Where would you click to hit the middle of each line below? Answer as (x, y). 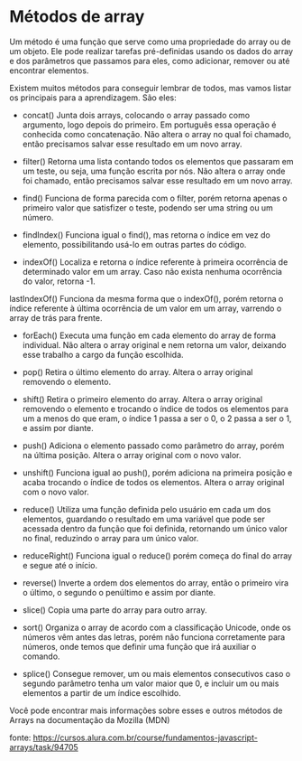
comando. (41, 656)
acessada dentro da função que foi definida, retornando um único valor (155, 528)
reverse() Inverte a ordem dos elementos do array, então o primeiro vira (156, 582)
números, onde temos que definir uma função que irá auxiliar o (139, 646)
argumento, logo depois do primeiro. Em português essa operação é (149, 125)
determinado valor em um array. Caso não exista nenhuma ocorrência (152, 271)
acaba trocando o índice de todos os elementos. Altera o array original (153, 482)
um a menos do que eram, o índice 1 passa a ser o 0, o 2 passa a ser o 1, (157, 418)
